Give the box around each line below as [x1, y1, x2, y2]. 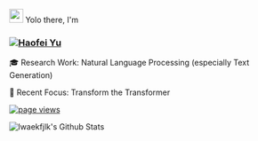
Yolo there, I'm [25, 14, 78, 25]
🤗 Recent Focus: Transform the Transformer [9, 87, 171, 98]
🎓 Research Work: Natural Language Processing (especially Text [9, 58, 250, 68]
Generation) [9, 70, 53, 81]
